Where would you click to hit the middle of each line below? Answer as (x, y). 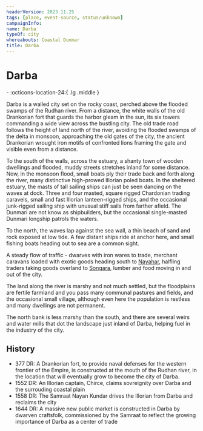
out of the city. (25, 274)
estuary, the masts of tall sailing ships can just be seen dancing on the (94, 186)
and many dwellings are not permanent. (56, 305)
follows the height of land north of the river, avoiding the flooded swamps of (101, 130)
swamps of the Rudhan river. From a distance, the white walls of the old (95, 110)
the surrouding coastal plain (50, 389)
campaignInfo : (24, 23)
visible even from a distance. (42, 149)
